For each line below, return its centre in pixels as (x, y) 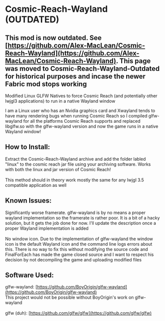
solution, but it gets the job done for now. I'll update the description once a (81, 223)
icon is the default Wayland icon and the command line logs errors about (79, 244)
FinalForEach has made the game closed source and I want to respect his (80, 254)
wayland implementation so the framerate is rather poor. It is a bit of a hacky (82, 217)
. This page (133, 61)
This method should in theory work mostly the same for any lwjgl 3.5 (75, 180)
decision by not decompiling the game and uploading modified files (73, 259)
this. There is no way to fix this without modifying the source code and (77, 249)
